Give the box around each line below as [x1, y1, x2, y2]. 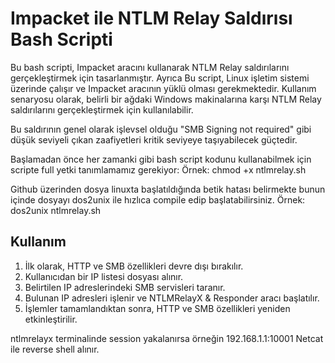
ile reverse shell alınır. [10, 343, 100, 355]
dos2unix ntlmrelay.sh [10, 204, 102, 216]
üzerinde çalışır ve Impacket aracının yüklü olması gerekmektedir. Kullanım [10, 82, 317, 94]
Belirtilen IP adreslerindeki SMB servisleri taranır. [24, 281, 226, 293]
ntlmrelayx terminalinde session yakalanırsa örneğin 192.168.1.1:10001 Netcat [10, 332, 324, 344]
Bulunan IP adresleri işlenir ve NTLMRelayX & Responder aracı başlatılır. [24, 292, 320, 304]
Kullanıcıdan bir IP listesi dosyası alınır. [24, 270, 184, 282]
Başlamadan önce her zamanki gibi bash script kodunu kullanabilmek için [10, 153, 312, 165]
